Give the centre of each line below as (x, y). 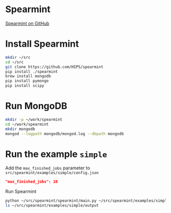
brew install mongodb (28, 76)
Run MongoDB (36, 106)
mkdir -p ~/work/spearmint (34, 119)
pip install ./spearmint (32, 72)
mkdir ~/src (18, 57)
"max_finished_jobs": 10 (32, 182)
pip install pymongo (27, 81)
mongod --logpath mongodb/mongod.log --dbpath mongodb (65, 134)
